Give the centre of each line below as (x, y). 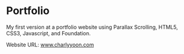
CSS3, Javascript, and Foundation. (48, 33)
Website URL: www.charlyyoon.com (50, 45)
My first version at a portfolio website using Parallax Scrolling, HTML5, (92, 27)
